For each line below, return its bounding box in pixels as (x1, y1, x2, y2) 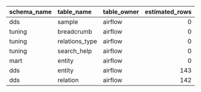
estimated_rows (144, 8, 192, 16)
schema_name (9, 8, 52, 16)
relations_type (57, 37, 98, 45)
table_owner (102, 8, 139, 16)
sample (57, 18, 78, 26)
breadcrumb (57, 27, 93, 35)
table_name (57, 8, 92, 16)
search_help (57, 47, 92, 55)
